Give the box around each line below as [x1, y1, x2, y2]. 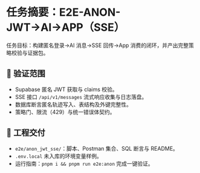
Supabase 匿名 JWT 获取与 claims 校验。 [15, 86, 118, 93]
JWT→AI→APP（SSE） [6, 20, 125, 34]
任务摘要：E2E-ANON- [6, 5, 121, 19]
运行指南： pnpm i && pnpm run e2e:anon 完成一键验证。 [15, 160, 154, 167]
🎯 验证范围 [6, 69, 45, 79]
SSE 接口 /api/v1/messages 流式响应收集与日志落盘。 [15, 93, 147, 100]
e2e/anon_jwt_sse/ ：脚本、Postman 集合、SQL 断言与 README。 [15, 145, 178, 152]
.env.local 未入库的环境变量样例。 [15, 152, 103, 160]
